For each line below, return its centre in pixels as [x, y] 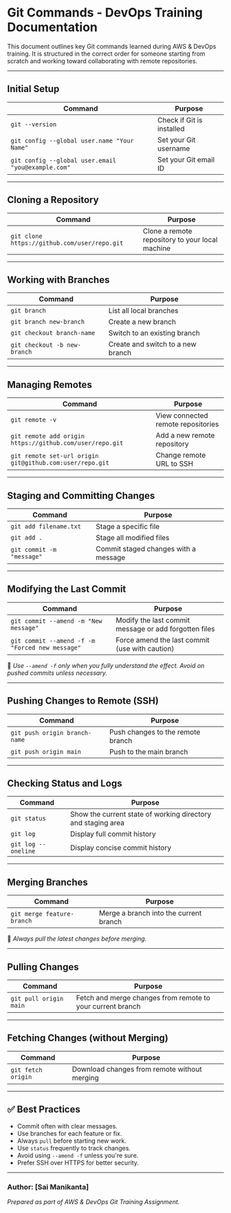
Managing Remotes [50, 384]
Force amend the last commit [163, 640]
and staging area [97, 823]
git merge [26, 914]
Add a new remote [185, 436]
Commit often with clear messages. [67, 1126]
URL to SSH [175, 464]
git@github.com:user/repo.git [60, 463]
